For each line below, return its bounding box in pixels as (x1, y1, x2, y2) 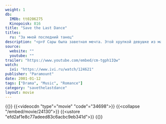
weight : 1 (5, 7, 26, 12)
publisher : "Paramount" (5, 72, 54, 77)
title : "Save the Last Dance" (5, 26, 68, 31)
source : (5, 44, 21, 49)
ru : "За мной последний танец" (9, 35, 74, 40)
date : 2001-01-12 (5, 76, 41, 81)
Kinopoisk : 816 (9, 21, 41, 26)
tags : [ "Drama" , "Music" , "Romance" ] (5, 81, 83, 85)
